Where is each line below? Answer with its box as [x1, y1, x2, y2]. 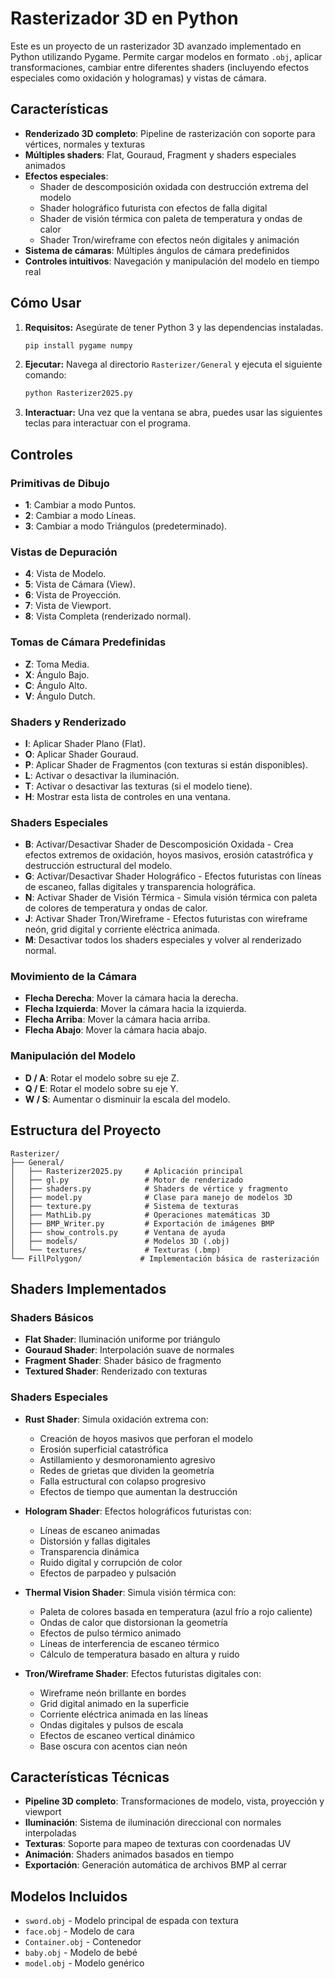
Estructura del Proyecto [10, 1122, 162, 1139]
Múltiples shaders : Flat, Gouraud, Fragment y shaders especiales [24, 148, 297, 161]
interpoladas [24, 1827, 77, 1839]
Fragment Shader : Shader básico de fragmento [24, 1355, 222, 1367]
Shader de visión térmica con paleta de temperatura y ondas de [39, 212, 303, 224]
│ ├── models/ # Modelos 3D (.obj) [10, 1236, 230, 1246]
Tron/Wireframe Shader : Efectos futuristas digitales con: [24, 1667, 262, 1679]
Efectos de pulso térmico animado [39, 1627, 182, 1639]
